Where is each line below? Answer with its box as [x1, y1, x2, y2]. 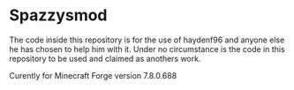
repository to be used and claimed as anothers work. [9, 53, 201, 64]
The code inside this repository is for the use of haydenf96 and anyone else [9, 34, 285, 45]
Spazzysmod [9, 5, 108, 26]
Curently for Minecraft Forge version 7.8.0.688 [9, 70, 177, 80]
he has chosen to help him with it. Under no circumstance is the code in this [9, 43, 285, 54]
